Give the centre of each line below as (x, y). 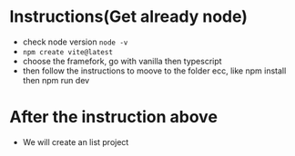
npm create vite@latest (68, 52)
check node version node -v (75, 42)
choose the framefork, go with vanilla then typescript (122, 61)
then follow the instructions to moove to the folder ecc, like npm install (154, 71)
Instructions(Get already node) (129, 17)
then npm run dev (56, 80)
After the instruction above (114, 117)
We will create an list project (76, 141)
